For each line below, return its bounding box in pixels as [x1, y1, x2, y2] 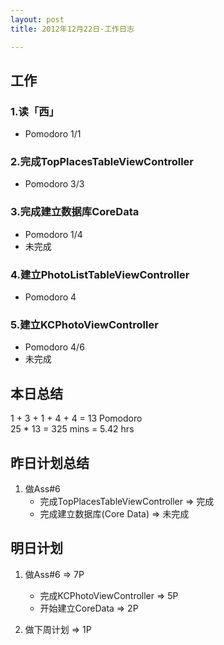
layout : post [10, 14, 65, 25]
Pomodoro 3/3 [24, 178, 85, 190]
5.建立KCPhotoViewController [10, 318, 159, 331]
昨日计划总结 [10, 454, 90, 471]
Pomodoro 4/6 [24, 341, 85, 353]
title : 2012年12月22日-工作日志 [10, 24, 135, 34]
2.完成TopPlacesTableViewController [10, 155, 194, 169]
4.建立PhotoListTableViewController [10, 267, 190, 281]
